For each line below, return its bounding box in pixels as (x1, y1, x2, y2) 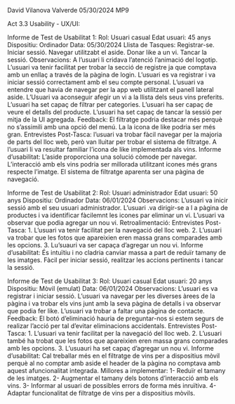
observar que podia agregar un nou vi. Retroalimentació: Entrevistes (7, 219, 205, 227)
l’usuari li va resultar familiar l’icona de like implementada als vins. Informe (7, 145, 222, 153)
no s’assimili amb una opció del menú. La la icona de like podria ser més (7, 123, 216, 131)
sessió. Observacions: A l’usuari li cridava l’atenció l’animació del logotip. (7, 56, 218, 64)
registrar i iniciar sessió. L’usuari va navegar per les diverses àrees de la (7, 292, 215, 300)
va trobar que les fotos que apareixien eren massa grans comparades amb (7, 233, 223, 242)
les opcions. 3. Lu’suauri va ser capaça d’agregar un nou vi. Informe (7, 241, 203, 249)
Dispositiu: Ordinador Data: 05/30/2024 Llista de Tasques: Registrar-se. (7, 41, 215, 48)
